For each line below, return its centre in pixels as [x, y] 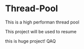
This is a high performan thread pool [42, 22]
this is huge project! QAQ [30, 41]
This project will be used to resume [41, 31]
